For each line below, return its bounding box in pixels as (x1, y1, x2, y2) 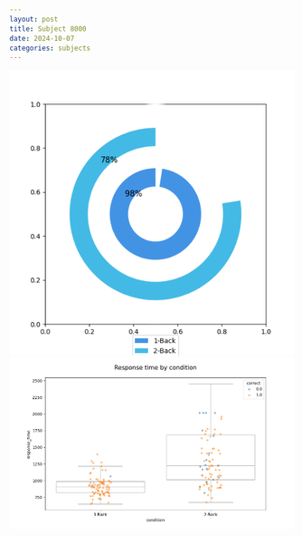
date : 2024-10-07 (9, 34, 75, 43)
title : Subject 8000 (9, 24, 88, 34)
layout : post (9, 15, 59, 24)
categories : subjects (9, 44, 91, 53)
